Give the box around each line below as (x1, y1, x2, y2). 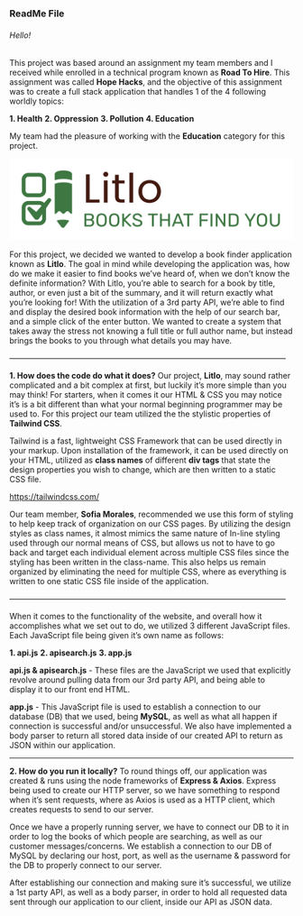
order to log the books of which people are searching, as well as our (9, 830, 263, 841)
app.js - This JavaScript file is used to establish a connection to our (9, 701, 262, 712)
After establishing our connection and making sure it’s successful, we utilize (9, 877, 291, 888)
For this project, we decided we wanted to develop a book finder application (9, 249, 292, 260)
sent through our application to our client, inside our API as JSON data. (9, 896, 272, 907)
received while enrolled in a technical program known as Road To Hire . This (9, 67, 290, 78)
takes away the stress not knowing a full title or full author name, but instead (9, 325, 293, 336)
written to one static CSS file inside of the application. (9, 575, 209, 586)
